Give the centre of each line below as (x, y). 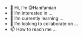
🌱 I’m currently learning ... (37, 18)
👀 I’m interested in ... (31, 13)
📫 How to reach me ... (33, 29)
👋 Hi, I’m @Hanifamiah (33, 8)
